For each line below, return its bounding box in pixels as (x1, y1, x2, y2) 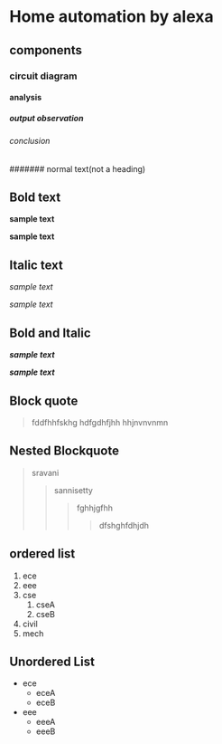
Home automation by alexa (9, 6, 214, 27)
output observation (9, 112, 84, 123)
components (9, 43, 83, 58)
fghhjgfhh (76, 502, 114, 513)
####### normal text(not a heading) (9, 163, 146, 174)
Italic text (9, 257, 63, 272)
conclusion (9, 136, 51, 147)
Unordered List (9, 653, 95, 669)
